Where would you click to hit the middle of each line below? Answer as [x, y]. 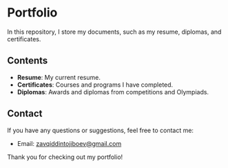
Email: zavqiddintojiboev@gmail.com [69, 143]
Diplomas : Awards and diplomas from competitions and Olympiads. [113, 92]
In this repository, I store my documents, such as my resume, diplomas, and [114, 32]
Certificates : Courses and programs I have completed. [95, 85]
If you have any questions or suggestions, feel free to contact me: [101, 130]
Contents [28, 61]
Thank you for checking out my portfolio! [65, 157]
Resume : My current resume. [59, 77]
